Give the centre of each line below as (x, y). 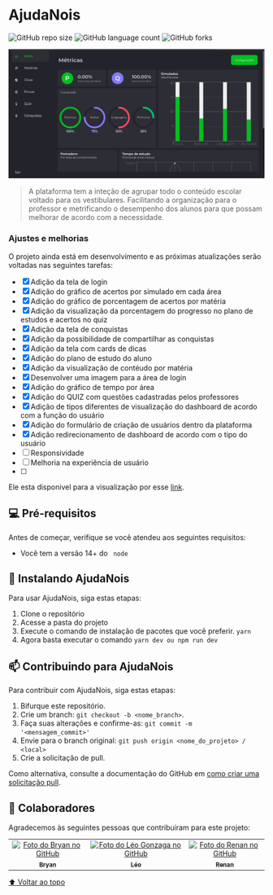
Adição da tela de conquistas (79, 329)
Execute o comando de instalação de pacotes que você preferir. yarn (136, 631)
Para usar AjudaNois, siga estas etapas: (75, 598)
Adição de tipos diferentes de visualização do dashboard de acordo (144, 406)
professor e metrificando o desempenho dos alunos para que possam (145, 208)
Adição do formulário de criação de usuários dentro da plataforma (141, 424)
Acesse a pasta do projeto (64, 623)
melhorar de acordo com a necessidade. (96, 217)
